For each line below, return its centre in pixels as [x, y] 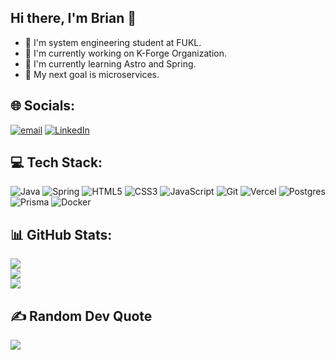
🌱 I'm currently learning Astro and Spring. [110, 63]
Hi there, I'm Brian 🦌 [73, 18]
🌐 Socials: [43, 106]
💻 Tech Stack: [56, 162]
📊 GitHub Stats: [61, 234]
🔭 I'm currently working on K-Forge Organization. [126, 53]
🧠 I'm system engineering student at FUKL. [113, 42]
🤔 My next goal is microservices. [92, 74]
